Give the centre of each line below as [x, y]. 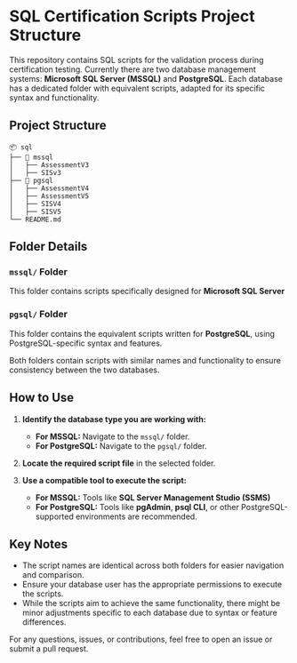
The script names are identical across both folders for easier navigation [153, 565]
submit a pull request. [49, 649]
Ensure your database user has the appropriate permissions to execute [152, 585]
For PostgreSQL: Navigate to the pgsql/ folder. [121, 445]
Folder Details [48, 247]
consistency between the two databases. [84, 370]
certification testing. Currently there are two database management [132, 69]
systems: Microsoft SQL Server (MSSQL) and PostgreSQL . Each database [146, 78]
